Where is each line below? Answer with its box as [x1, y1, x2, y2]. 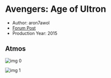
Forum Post [12, 25, 36, 31]
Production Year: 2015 [12, 30, 58, 36]
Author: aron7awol [12, 20, 50, 26]
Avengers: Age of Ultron [5, 3, 107, 15]
